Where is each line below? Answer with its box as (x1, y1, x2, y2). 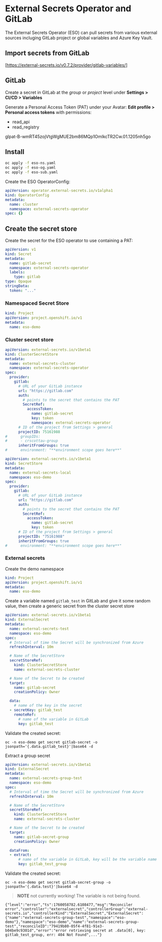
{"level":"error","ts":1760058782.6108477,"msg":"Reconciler (5, 902, 133, 908)
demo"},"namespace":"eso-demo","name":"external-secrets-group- (5, 919, 139, 925)
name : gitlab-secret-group (14, 835, 69, 839)
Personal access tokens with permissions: (5, 109, 92, 115)
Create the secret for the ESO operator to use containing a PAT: (5, 237, 134, 243)
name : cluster (9, 202, 38, 207)
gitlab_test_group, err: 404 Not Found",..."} (5, 933, 102, 938)
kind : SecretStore (5, 461, 43, 466)
